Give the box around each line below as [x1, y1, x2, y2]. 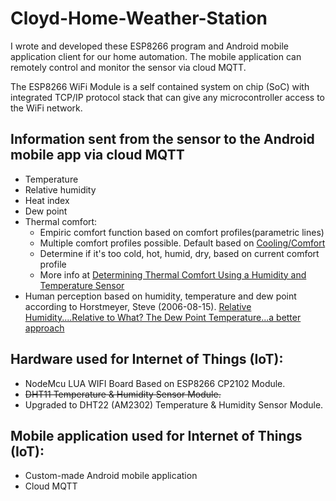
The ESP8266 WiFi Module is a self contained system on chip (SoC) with [10, 80, 310, 92]
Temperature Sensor [39, 279, 125, 291]
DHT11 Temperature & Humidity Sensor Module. [24, 388, 222, 400]
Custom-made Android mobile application [24, 470, 198, 482]
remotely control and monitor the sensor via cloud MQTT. [10, 61, 247, 73]
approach [24, 322, 65, 334]
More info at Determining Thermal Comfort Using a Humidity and [39, 268, 307, 281]
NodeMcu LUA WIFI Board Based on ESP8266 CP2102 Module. [24, 377, 286, 389]
